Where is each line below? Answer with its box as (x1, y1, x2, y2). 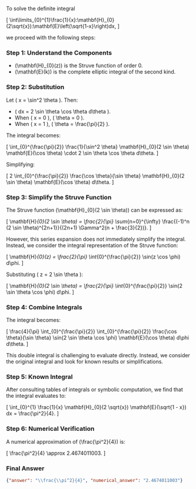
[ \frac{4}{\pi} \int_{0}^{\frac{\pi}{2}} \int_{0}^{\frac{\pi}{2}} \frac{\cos (6, 328, 177, 335)
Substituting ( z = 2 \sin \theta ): (6, 271, 84, 278)
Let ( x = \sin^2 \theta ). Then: (6, 97, 78, 104)
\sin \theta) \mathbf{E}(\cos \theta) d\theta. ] (6, 178, 114, 185)
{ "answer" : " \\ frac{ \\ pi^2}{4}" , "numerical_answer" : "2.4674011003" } (6, 478, 183, 484)
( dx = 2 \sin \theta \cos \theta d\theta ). (14, 108, 111, 115)
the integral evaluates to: (6, 392, 67, 400)
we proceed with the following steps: (6, 34, 96, 41)
